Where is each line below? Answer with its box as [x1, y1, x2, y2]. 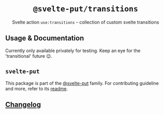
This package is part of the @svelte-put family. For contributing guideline [5, 80, 159, 86]
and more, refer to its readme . [5, 85, 68, 92]
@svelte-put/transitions [33, 4, 139, 14]
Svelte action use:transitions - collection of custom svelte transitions [12, 19, 159, 25]
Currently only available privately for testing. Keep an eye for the [5, 48, 141, 54]
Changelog [5, 100, 41, 109]
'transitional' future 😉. [5, 53, 52, 59]
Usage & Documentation [5, 34, 84, 42]
